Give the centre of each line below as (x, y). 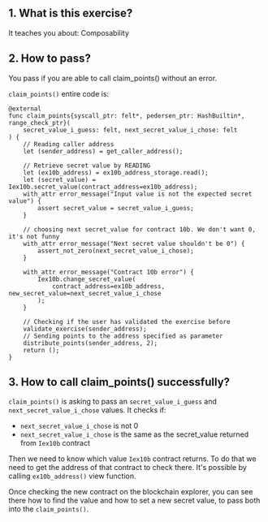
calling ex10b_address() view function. (72, 476)
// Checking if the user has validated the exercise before (127, 321)
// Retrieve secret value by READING (87, 166)
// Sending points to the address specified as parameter (123, 336)
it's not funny (34, 236)
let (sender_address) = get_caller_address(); (103, 151)
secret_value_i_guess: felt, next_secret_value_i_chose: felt (130, 130)
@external (25, 109)
